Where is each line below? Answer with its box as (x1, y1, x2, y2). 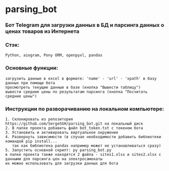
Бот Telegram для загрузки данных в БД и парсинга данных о (5, 22, 164, 29)
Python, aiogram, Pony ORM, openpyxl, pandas (5, 53, 102, 58)
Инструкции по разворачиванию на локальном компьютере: (5, 105, 164, 112)
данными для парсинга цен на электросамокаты (5, 156, 102, 161)
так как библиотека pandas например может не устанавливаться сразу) (12, 143, 161, 148)
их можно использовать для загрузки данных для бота (5, 161, 119, 166)
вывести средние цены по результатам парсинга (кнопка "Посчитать (5, 89, 148, 94)
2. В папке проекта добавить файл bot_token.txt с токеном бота (5, 126, 143, 131)
